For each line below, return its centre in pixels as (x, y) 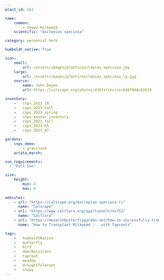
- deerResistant (32, 252)
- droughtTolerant (35, 265)
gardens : (14, 139)
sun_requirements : (24, 162)
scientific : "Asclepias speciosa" (49, 32)
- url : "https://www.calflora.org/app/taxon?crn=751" (70, 211)
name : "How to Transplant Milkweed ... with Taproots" (75, 224)
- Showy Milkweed (40, 27)
